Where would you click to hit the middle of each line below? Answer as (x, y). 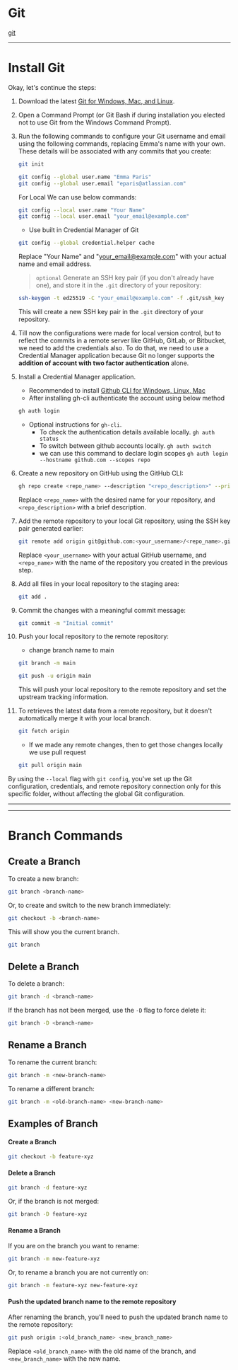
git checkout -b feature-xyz (51, 1157)
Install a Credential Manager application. (77, 377)
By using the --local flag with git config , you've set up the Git (100, 778)
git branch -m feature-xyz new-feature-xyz (73, 1286)
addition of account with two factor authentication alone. (103, 363)
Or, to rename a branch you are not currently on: (78, 1272)
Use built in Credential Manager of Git (84, 230)
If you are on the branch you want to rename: (74, 1246)
